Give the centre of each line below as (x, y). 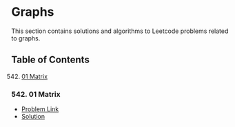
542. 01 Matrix (36, 94)
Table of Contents (51, 60)
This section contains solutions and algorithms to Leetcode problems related (120, 31)
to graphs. (26, 38)
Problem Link (40, 109)
